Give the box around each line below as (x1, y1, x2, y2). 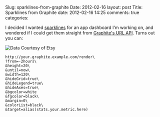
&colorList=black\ (5, 102, 43, 107)
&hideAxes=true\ (5, 85, 39, 90)
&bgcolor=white (5, 89, 37, 94)
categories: (5, 15, 28, 20)
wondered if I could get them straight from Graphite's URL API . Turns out (5, 30, 155, 35)
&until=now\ (5, 67, 30, 72)
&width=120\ (5, 72, 30, 77)
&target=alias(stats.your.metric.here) (5, 107, 88, 112)
